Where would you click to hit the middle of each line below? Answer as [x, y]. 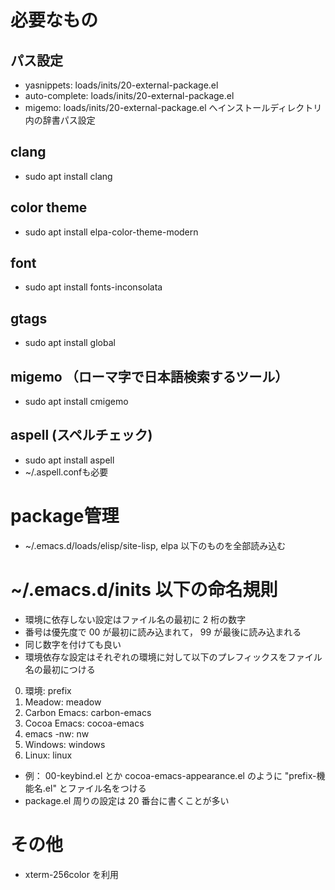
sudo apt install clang [68, 176]
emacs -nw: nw [57, 733]
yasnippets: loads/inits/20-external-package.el [121, 85]
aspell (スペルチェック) [81, 435]
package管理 [65, 516]
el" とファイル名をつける [95, 788]
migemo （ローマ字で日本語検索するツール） [149, 376]
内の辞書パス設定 [60, 120]
